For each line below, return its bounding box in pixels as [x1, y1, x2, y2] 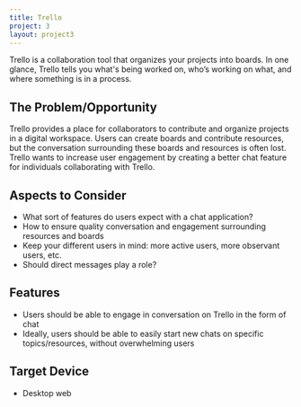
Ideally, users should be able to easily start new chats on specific [22, 328, 264, 339]
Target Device [9, 364, 90, 379]
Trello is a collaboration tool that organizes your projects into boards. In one [9, 55, 289, 66]
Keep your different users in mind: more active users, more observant [22, 240, 280, 251]
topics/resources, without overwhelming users [22, 338, 195, 349]
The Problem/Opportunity [9, 100, 157, 115]
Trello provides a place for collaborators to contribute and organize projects [9, 123, 289, 135]
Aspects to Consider [9, 188, 128, 203]
